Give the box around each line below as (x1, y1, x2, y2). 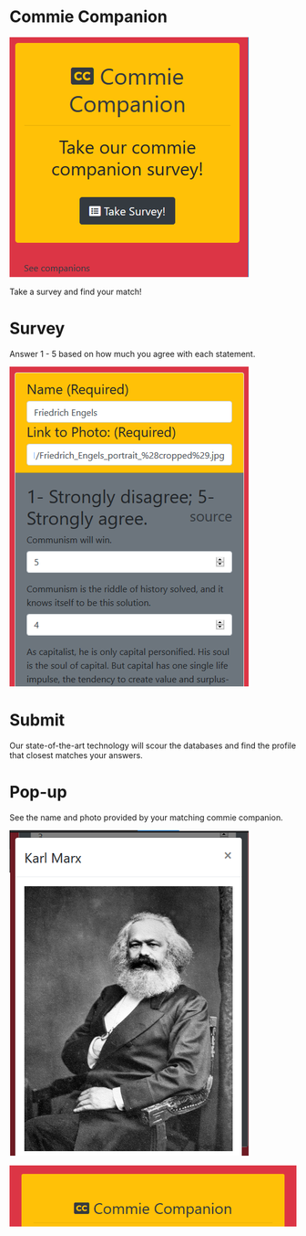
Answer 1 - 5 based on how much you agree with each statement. (9, 348, 256, 359)
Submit (9, 710, 66, 731)
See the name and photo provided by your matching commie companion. (9, 811, 284, 823)
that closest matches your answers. (9, 749, 143, 760)
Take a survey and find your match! (9, 286, 142, 297)
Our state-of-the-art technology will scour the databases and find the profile (9, 740, 297, 751)
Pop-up (9, 782, 67, 802)
